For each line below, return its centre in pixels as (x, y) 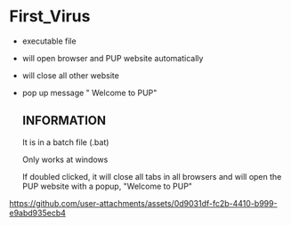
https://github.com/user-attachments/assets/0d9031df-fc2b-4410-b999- (143, 203)
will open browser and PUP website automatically (113, 58)
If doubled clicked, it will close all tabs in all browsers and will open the (152, 176)
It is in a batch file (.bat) (65, 142)
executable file (49, 41)
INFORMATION (64, 121)
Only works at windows (65, 159)
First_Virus (50, 16)
